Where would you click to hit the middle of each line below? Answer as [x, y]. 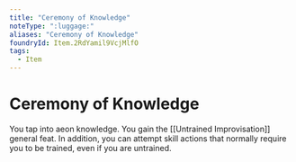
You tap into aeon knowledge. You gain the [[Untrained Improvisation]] [140, 129]
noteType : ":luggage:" [52, 26]
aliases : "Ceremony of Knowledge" [74, 34]
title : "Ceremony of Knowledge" [70, 18]
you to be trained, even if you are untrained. [90, 148]
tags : [19, 51]
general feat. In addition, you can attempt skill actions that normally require [148, 138]
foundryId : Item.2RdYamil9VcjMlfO [74, 43]
